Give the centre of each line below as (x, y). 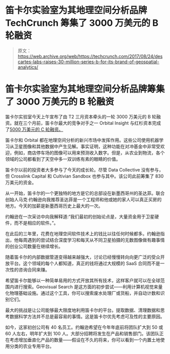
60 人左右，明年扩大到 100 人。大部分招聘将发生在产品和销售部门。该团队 (82, 333)
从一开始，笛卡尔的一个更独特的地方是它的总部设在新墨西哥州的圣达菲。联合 (85, 193)
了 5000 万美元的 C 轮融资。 (34, 129)
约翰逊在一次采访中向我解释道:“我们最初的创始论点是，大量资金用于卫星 (80, 216)
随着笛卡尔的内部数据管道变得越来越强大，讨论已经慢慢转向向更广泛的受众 (83, 257)
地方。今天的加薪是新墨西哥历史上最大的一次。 (54, 206)
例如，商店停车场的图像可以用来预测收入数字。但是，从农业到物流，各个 (89, 153)
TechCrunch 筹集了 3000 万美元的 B (82, 23)
